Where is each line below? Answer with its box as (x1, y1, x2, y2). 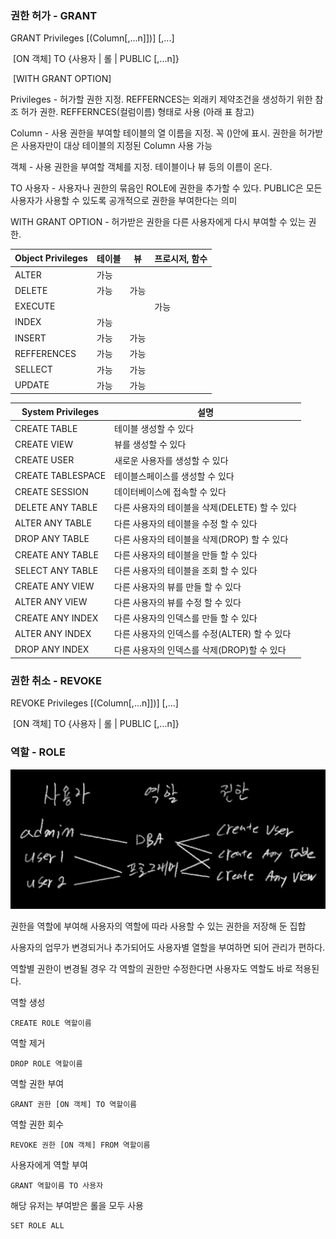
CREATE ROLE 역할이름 (10, 1018, 92, 1028)
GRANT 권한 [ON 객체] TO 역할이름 (10, 1099, 138, 1109)
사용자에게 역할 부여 (10, 1158, 88, 1171)
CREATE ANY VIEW (14, 580, 95, 592)
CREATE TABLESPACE (14, 470, 107, 482)
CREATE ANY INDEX (14, 612, 99, 624)
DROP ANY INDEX (14, 643, 90, 656)
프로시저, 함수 (154, 252, 208, 264)
